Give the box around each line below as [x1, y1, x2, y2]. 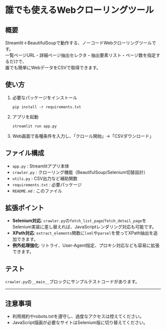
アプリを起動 [12, 113, 39, 119]
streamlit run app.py [12, 123, 57, 129]
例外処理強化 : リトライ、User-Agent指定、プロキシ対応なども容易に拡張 [12, 242, 160, 248]
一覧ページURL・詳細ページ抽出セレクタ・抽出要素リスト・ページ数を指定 [5, 53, 156, 58]
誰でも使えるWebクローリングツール [5, 4, 154, 16]
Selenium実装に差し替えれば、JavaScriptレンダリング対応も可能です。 [12, 224, 157, 230]
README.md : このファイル [12, 188, 63, 194]
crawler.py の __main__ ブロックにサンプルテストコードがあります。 [5, 278, 140, 285]
